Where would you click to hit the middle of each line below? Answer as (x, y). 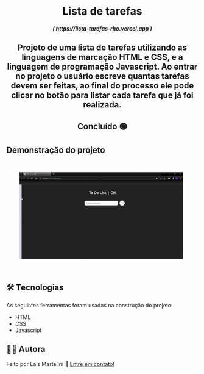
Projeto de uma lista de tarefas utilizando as (102, 48)
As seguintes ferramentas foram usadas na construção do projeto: (90, 305)
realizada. (102, 105)
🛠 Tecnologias (35, 288)
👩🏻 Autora (26, 349)
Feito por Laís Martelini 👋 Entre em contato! (60, 364)
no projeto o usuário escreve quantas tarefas (102, 77)
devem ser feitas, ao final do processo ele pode (102, 86)
